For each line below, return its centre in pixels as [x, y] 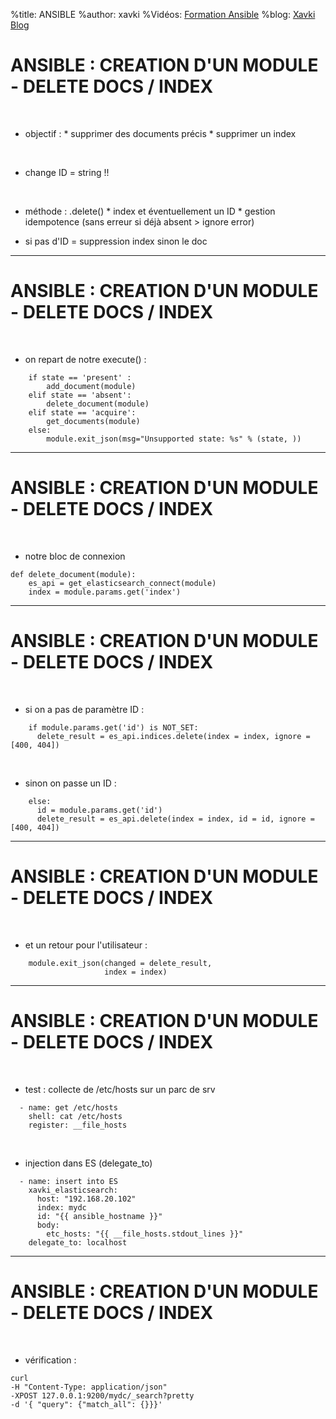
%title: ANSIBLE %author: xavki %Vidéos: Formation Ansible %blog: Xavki [163, 14]
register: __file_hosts [78, 1125]
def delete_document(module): [73, 574]
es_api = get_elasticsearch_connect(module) [122, 583]
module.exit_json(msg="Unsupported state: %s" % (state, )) [174, 439]
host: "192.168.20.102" [86, 1199]
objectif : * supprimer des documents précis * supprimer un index [160, 133]
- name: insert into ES [68, 1181]
